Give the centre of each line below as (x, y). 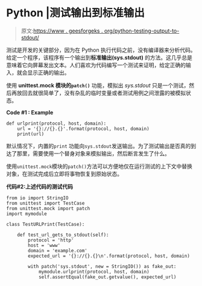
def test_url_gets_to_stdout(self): (63, 235)
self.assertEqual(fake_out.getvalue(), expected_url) (107, 277)
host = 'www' (44, 245)
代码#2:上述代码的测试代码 (40, 186)
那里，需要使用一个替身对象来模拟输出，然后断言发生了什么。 (93, 153)
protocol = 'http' (51, 240)
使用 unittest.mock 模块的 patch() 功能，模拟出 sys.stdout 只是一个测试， (98, 85)
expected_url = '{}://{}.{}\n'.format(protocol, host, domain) (109, 256)
